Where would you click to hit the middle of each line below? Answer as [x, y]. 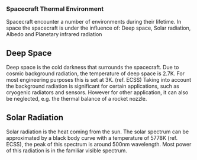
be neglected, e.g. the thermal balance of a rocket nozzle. [77, 99]
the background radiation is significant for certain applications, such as [93, 86]
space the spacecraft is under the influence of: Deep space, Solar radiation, [98, 28]
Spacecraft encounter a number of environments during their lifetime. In [94, 22]
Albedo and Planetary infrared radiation [54, 34]
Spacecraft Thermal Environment [55, 9]
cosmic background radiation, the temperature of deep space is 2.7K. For [96, 73]
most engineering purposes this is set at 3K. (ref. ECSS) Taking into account [98, 80]
